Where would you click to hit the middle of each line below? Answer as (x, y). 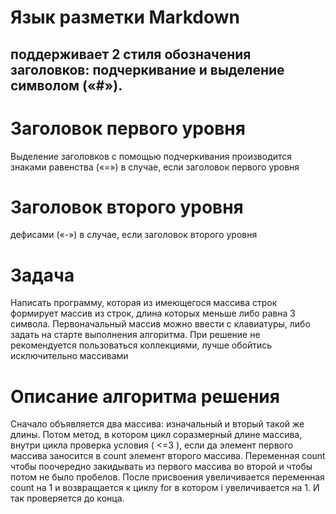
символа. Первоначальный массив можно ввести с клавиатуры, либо (160, 324)
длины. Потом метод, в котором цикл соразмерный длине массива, (156, 435)
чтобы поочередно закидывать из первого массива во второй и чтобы (161, 467)
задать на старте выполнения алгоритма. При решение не (135, 335)
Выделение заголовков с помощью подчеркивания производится (151, 156)
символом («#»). (66, 85)
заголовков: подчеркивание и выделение (147, 69)
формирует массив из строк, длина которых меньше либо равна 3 (153, 313)
